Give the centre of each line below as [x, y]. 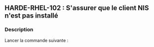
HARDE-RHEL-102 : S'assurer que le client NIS [77, 8]
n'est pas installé [32, 16]
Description [19, 30]
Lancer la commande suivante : [37, 40]
